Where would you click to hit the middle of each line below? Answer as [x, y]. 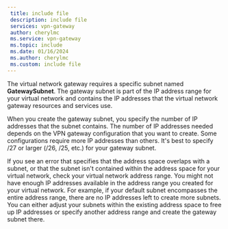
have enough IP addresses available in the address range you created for [110, 183]
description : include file [49, 20]
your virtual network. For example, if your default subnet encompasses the [112, 190]
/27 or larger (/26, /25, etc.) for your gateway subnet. [82, 148]
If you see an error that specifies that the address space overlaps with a [109, 161]
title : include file [39, 13]
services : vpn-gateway [42, 26]
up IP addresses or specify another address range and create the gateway [112, 212]
